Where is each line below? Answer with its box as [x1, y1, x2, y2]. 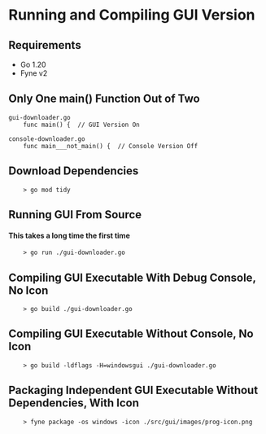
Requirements [8, 38, 81, 52]
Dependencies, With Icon [8, 397, 140, 410]
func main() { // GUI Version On [23, 121, 140, 129]
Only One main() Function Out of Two [8, 92, 201, 106]
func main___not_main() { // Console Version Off [23, 142, 198, 150]
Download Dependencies [8, 164, 139, 178]
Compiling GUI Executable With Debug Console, [8, 270, 256, 284]
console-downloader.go [8, 134, 85, 143]
